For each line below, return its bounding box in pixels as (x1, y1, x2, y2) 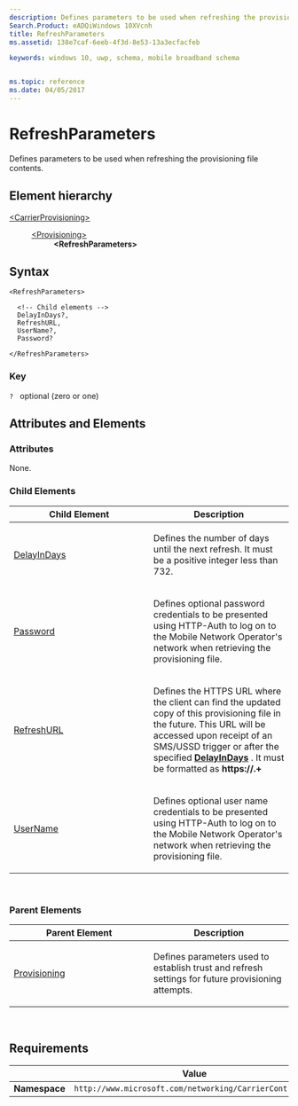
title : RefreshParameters (9, 29, 105, 38)
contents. (9, 162, 44, 173)
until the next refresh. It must (153, 543, 273, 555)
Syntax (9, 264, 50, 279)
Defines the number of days (153, 531, 270, 544)
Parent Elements (9, 904, 82, 916)
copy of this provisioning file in (153, 707, 281, 719)
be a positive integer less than (153, 553, 278, 566)
